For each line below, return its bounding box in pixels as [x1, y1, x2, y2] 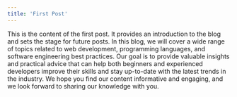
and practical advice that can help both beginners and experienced [7, 59, 203, 67]
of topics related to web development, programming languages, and [7, 44, 206, 53]
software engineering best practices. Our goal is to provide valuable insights [7, 52, 230, 60]
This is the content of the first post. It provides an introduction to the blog [7, 30, 221, 38]
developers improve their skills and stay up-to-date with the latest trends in [7, 67, 226, 75]
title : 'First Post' [7, 10, 69, 18]
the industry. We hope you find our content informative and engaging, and [7, 75, 224, 83]
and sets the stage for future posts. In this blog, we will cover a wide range [7, 37, 225, 46]
